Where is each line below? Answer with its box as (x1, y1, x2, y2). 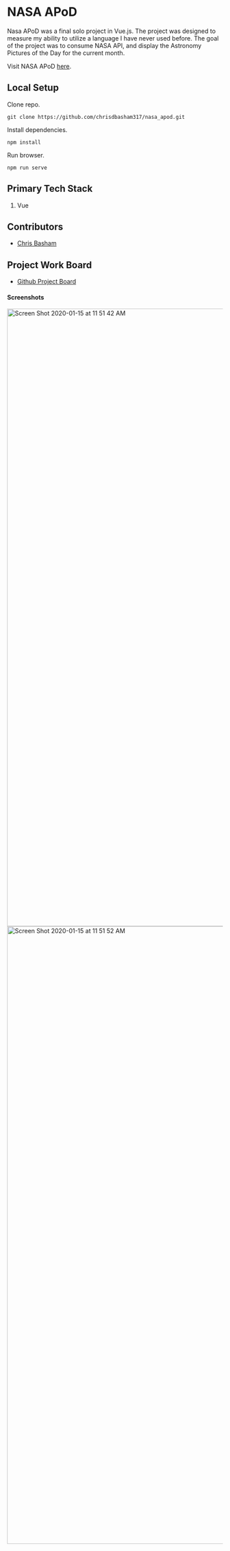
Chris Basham (16, 239, 57, 247)
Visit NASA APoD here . (7, 62, 72, 70)
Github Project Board (16, 278, 77, 286)
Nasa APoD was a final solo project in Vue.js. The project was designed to (7, 27, 216, 35)
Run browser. (7, 150, 44, 159)
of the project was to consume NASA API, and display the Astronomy (7, 41, 202, 49)
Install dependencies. (7, 125, 68, 134)
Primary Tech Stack (7, 183, 93, 194)
